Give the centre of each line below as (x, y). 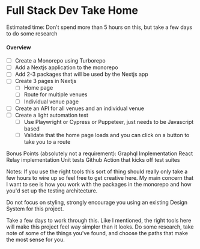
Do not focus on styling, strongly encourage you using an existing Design (97, 202)
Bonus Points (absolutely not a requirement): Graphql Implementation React (100, 153)
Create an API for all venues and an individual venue (79, 108)
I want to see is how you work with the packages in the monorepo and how (99, 184)
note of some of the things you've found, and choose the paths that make (97, 233)
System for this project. (35, 209)
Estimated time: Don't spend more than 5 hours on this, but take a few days (99, 27)
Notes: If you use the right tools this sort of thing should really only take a (97, 171)
